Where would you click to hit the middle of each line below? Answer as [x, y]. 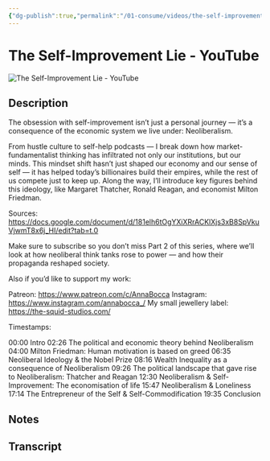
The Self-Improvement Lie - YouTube [134, 55]
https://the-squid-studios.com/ [59, 311]
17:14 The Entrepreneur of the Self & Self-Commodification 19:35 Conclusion [135, 394]
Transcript [35, 447]
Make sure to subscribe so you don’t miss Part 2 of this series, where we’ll [131, 246]
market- [230, 146]
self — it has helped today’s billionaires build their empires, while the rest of [133, 172]
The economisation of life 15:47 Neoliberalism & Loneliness [153, 385]
